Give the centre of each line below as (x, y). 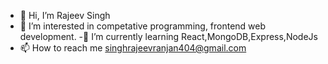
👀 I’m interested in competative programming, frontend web (143, 26)
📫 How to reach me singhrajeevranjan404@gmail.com (133, 48)
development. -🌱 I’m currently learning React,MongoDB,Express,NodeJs (168, 36)
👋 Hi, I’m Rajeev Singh (65, 15)
